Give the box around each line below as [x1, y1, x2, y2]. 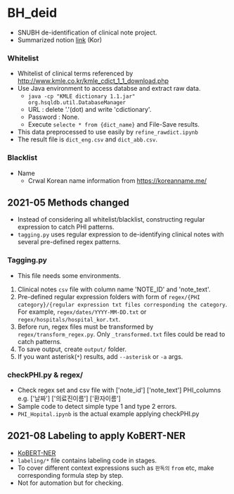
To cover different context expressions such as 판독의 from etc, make [17, 463, 214, 472]
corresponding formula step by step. [17, 471, 124, 479]
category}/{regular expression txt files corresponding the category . [17, 300, 228, 308]
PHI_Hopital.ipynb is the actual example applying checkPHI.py [17, 410, 200, 418]
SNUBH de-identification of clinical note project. [17, 28, 157, 37]
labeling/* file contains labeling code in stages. [17, 456, 157, 464]
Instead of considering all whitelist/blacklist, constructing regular [17, 215, 205, 224]
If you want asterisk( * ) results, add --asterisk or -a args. [17, 352, 183, 360]
